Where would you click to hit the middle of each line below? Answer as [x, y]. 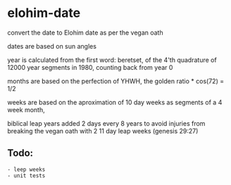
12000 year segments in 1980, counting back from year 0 [90, 67]
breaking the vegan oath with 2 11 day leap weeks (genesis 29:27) [103, 131]
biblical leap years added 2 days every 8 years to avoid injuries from [106, 123]
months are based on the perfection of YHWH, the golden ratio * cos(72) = [115, 81]
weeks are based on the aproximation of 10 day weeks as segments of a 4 [115, 102]
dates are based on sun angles [52, 46]
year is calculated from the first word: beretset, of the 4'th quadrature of [112, 60]
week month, [26, 109]
